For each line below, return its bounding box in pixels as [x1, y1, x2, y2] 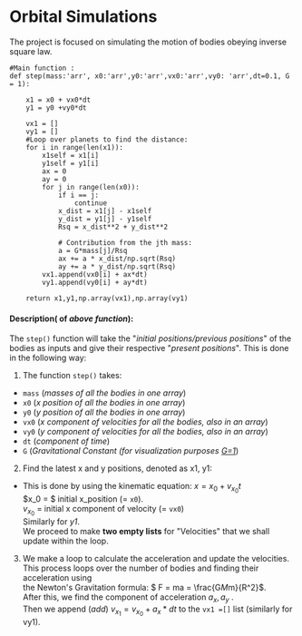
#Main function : [9, 64, 75, 73]
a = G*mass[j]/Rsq [57, 246, 128, 255]
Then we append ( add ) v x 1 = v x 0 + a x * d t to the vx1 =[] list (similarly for [22, 603, 293, 618]
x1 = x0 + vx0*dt [25, 95, 92, 104]
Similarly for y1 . [22, 516, 80, 527]
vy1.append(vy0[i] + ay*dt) [42, 278, 148, 287]
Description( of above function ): [9, 313, 134, 324]
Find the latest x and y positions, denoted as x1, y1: [22, 463, 213, 474]
